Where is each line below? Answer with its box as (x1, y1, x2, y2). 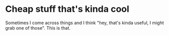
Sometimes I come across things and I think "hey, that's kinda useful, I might (5, 20, 164, 26)
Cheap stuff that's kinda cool (5, 3, 130, 15)
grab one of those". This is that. (5, 25, 71, 31)
